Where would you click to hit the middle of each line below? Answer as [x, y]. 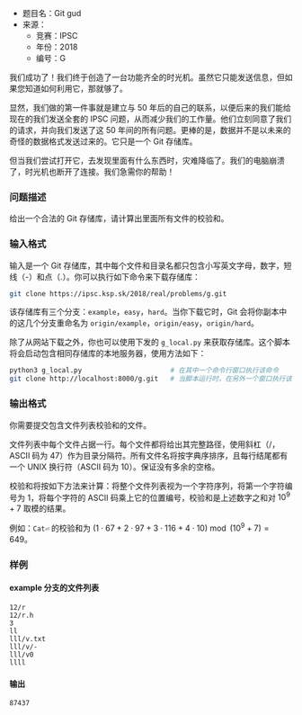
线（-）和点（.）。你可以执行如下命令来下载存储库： [105, 276]
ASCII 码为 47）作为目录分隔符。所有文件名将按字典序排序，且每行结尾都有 [149, 455]
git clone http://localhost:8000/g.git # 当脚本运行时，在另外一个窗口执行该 [151, 379]
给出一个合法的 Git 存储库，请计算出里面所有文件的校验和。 [119, 219]
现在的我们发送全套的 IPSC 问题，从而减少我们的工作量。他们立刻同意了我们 [151, 119]
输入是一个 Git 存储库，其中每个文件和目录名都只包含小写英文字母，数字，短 [151, 265]
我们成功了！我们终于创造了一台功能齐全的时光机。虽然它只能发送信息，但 [147, 77]
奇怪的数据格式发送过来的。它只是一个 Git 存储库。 [103, 141]
